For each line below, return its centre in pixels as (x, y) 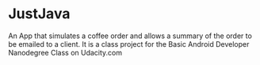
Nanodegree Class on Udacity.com (65, 52)
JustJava (39, 14)
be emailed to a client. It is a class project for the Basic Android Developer (129, 44)
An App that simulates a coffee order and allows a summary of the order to (130, 36)
